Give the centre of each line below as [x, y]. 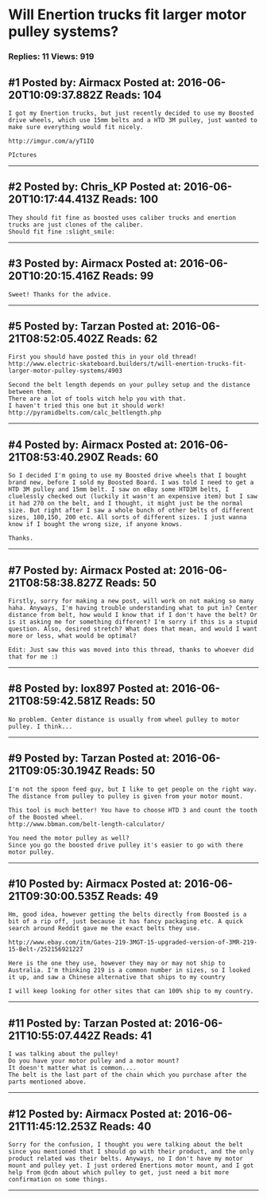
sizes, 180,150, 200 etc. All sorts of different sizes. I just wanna [128, 517]
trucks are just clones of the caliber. [76, 225]
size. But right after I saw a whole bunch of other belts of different [131, 511]
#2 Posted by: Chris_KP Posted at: [95, 187]
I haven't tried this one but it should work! [87, 406]
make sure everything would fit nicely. [76, 127]
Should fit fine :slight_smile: [62, 232]
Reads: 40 [125, 1126]
